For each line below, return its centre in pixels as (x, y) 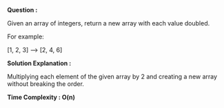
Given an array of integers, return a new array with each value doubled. (109, 23)
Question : (22, 10)
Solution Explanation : (39, 63)
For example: (26, 36)
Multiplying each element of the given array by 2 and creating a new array (112, 76)
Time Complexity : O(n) (41, 97)
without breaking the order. (46, 84)
